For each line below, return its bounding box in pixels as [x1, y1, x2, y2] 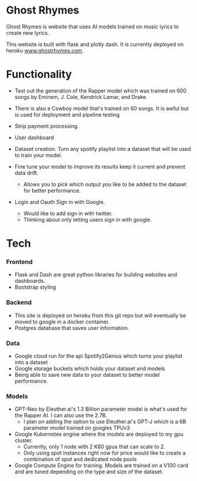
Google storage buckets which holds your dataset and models [14, 365, 165, 372]
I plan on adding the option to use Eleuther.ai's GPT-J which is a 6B [23, 418, 186, 425]
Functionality [6, 68, 72, 81]
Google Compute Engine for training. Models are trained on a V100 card [14, 462, 188, 469]
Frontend [6, 258, 33, 266]
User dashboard [14, 134, 54, 141]
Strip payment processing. [14, 122, 79, 130]
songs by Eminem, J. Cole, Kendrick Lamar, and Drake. [14, 93, 148, 100]
